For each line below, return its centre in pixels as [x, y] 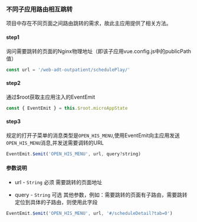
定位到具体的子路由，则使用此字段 [56, 202]
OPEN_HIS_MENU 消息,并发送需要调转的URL [55, 142]
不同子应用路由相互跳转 [39, 9]
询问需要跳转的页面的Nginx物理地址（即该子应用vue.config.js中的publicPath [99, 51]
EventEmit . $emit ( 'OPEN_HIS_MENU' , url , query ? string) [74, 154]
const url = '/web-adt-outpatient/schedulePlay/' [68, 70]
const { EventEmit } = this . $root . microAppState [67, 108]
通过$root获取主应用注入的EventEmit [51, 97]
